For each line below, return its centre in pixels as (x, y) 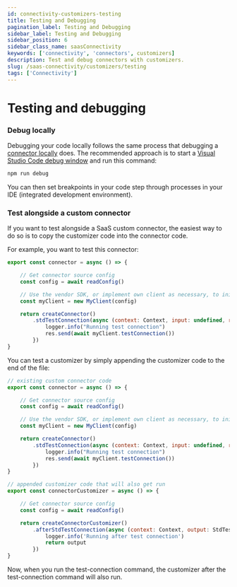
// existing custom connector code (60, 380)
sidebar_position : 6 (38, 40)
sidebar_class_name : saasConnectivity (64, 47)
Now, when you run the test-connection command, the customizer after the (117, 569)
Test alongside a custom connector (69, 213)
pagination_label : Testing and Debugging (69, 27)
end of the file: (29, 368)
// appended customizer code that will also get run (86, 484)
